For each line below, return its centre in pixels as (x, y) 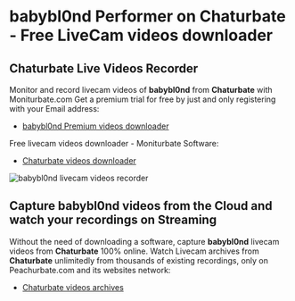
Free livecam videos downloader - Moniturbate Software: (114, 143)
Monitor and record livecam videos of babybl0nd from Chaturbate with (141, 90)
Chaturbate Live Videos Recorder (104, 68)
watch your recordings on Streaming (113, 220)
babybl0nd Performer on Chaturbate (148, 17)
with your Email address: (54, 109)
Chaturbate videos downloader (79, 161)
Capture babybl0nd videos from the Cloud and (141, 206)
